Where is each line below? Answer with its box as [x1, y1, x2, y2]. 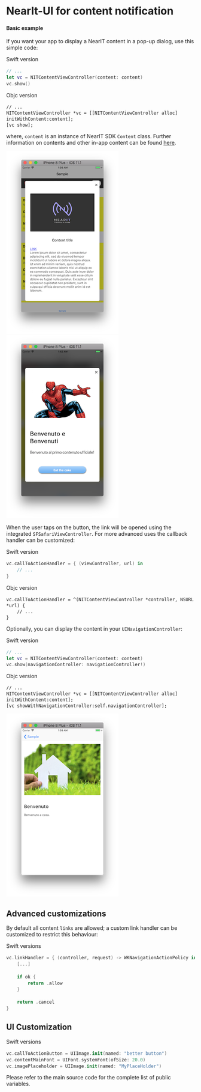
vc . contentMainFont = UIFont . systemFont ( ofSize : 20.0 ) [6, 1057, 146, 1063]
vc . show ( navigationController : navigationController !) [6, 662, 146, 668]
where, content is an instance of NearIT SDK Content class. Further [6, 133, 172, 140]
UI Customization [6, 1022, 72, 1033]
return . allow [28, 980, 63, 986]
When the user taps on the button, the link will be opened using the [6, 524, 172, 531]
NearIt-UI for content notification [6, 4, 174, 18]
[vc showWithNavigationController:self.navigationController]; [6, 703, 167, 709]
